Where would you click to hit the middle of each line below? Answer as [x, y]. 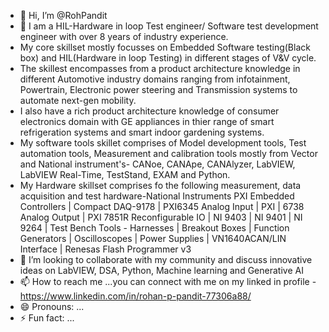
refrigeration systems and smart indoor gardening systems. [142, 132]
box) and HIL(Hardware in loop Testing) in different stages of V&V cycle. [168, 58]
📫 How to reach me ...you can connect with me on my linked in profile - [168, 281]
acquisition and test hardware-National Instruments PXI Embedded [157, 196]
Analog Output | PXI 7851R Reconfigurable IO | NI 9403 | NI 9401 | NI [161, 217]
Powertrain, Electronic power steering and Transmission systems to [158, 89]
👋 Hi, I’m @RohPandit [63, 15]
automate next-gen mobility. [78, 100]
